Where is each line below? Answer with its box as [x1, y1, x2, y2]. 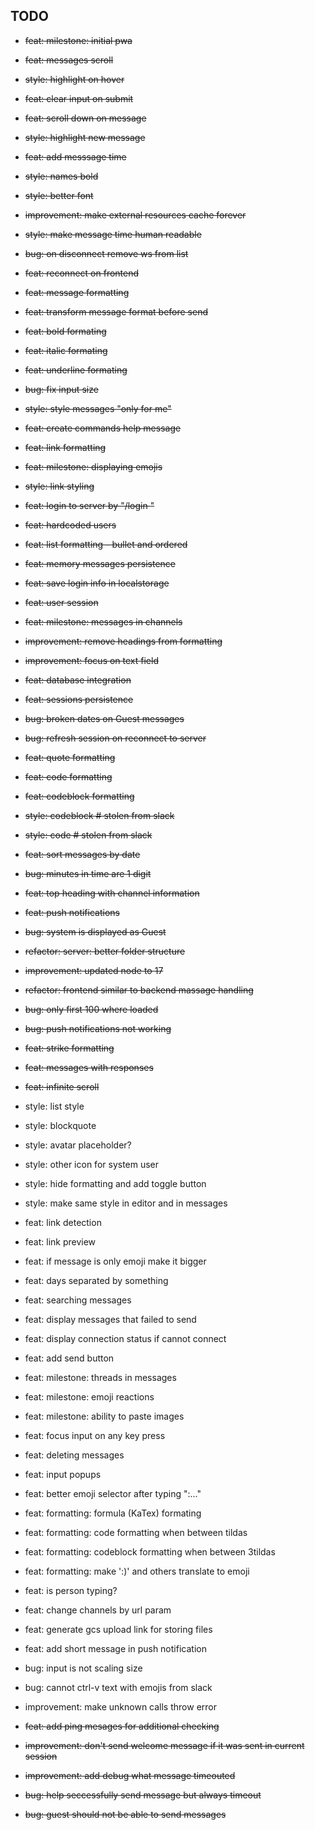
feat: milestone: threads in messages [24, 1371, 177, 1383]
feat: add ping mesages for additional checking [24, 1720, 220, 1732]
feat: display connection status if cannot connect [24, 1332, 227, 1344]
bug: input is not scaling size [24, 1662, 143, 1674]
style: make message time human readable [24, 228, 202, 240]
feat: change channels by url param [24, 1604, 172, 1616]
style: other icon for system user [24, 1158, 160, 1170]
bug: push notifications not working [24, 1022, 172, 1034]
